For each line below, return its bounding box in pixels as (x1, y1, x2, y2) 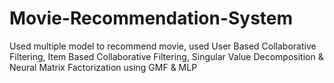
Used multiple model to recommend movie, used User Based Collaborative (9, 40, 317, 52)
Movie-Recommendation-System (9, 7, 294, 30)
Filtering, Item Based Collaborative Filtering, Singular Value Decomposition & (9, 50, 324, 62)
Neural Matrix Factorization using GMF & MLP (9, 61, 198, 73)
